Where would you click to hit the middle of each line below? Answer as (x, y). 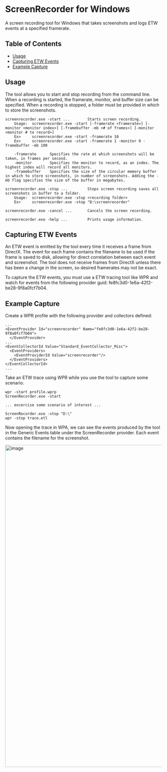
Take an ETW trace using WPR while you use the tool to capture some (77, 378)
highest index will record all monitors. (49, 167)
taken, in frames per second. (37, 158)
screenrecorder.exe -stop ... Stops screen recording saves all (82, 189)
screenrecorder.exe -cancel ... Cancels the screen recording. (79, 211)
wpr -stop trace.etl (27, 418)
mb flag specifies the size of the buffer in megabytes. (65, 180)
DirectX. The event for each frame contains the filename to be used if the (80, 252)
